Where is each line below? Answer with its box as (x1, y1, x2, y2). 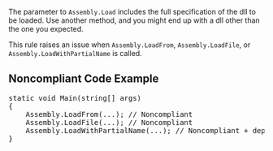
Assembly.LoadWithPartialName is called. (8, 49, 142, 58)
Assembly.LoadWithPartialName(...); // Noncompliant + (25, 126, 249, 135)
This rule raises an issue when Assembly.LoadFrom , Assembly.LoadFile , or (8, 40, 251, 50)
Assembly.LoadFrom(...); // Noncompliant (25, 110, 193, 119)
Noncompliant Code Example (8, 72, 159, 86)
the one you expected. (8, 24, 84, 33)
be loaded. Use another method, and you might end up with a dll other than (8, 15, 260, 25)
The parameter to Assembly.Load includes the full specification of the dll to (8, 7, 256, 16)
